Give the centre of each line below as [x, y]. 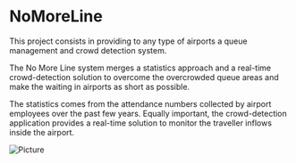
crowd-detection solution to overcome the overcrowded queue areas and [144, 77]
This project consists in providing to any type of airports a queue [128, 41]
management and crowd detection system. [88, 50]
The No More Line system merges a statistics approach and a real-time [140, 68]
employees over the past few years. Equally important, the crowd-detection [148, 113]
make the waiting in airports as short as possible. [100, 86]
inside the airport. [42, 132]
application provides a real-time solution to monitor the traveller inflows [141, 123]
